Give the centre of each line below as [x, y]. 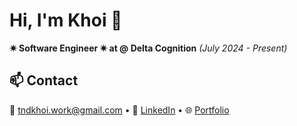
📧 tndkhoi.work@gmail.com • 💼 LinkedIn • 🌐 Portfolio [119, 110]
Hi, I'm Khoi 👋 [66, 20]
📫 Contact [44, 80]
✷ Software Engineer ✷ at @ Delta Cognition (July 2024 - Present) [148, 48]
